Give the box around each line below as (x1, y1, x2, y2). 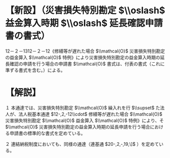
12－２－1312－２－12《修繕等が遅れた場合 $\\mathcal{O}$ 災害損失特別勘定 (5, 48, 165, 54)
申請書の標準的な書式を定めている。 (9, 130, 85, 136)
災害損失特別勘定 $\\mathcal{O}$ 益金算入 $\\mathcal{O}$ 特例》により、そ (5, 117, 164, 123)
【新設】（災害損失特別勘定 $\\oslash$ (5, 5, 165, 16)
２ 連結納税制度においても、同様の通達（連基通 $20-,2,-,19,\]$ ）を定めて (5, 141, 159, 147)
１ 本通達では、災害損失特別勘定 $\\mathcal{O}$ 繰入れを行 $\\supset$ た (5, 104, 160, 111)
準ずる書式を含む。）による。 (5, 67, 65, 73)
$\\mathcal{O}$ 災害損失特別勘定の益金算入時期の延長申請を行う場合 (5, 123, 151, 130)
